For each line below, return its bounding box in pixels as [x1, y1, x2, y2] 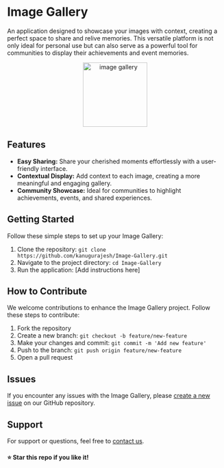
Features [7, 139, 46, 151]
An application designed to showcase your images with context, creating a [7, 27, 218, 35]
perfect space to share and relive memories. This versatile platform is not [7, 34, 214, 42]
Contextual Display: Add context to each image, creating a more [16, 172, 201, 180]
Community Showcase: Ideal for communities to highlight [16, 186, 182, 194]
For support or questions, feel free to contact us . [7, 437, 145, 445]
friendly [16, 164, 40, 172]
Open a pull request [16, 353, 73, 362]
